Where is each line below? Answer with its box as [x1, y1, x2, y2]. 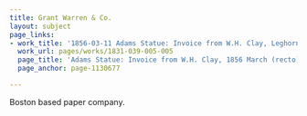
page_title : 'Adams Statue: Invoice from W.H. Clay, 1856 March [17, 55, 268, 64]
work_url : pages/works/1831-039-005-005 [17, 47, 174, 56]
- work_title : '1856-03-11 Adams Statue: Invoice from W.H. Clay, [9, 38, 268, 48]
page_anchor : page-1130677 [17, 64, 121, 73]
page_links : [9, 30, 55, 39]
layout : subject [9, 22, 71, 31]
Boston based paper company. [9, 96, 125, 107]
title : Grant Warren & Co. [9, 13, 112, 23]
